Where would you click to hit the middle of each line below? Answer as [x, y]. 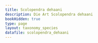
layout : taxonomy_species [31, 28]
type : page [16, 23]
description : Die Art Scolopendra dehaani [49, 14]
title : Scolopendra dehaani [34, 10]
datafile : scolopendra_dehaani [37, 33]
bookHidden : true [23, 19]
